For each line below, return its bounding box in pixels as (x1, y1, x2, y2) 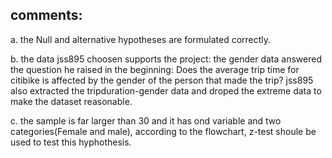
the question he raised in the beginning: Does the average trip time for (10, 63, 300, 75)
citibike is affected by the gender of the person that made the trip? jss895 (10, 74, 314, 86)
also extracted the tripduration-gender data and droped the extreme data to (10, 84, 322, 97)
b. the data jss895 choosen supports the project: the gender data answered (10, 53, 322, 65)
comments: (10, 7, 83, 24)
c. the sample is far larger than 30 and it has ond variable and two (10, 114, 282, 127)
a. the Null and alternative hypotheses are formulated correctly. (10, 33, 272, 45)
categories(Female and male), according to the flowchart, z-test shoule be (10, 125, 317, 137)
